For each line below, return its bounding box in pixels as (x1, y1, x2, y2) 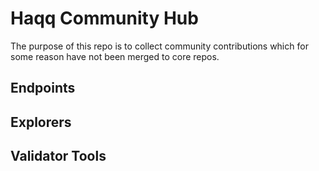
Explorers (10, 113, 72, 131)
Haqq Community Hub (10, 7, 199, 30)
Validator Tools (10, 148, 107, 165)
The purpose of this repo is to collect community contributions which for (10, 40, 309, 52)
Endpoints (10, 80, 76, 97)
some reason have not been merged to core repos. (10, 50, 220, 62)
